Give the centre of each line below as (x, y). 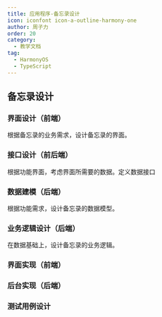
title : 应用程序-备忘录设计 (44, 14)
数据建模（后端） (36, 192)
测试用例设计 (29, 306)
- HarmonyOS (31, 60)
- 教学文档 (27, 46)
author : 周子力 (28, 27)
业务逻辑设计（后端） (43, 228)
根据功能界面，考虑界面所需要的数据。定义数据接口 (81, 172)
